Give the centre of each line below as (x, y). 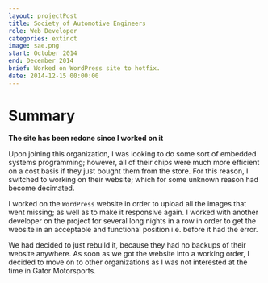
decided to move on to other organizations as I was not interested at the (128, 262)
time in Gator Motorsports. (52, 270)
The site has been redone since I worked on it (86, 138)
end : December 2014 (41, 61)
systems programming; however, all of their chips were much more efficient (134, 162)
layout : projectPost (43, 16)
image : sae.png (34, 46)
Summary (42, 116)
